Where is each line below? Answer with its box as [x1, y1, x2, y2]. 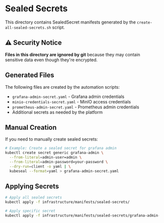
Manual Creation [5, 123, 57, 131]
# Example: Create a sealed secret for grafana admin [5, 146, 117, 151]
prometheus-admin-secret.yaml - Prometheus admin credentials [12, 104, 140, 110]
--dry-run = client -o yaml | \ [9, 164, 71, 169]
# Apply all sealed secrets [5, 195, 62, 200]
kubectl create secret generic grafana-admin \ [5, 150, 104, 155]
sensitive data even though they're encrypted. [5, 57, 98, 63]
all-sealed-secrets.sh [5, 25, 51, 30]
